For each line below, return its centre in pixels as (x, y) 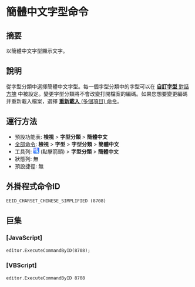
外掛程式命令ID (33, 187)
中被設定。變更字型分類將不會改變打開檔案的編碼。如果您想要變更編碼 (102, 94)
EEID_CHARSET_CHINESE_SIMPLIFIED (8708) (56, 201)
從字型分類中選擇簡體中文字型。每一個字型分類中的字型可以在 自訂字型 (92, 86)
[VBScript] (21, 265)
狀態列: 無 (26, 159)
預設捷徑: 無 (29, 166)
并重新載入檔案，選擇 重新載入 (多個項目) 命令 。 (64, 101)
